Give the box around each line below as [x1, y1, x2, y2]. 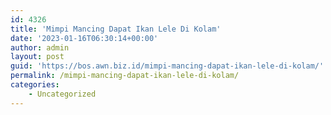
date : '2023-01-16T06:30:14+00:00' [10, 33, 159, 43]
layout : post [10, 52, 65, 62]
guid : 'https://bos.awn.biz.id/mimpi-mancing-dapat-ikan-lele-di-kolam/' [10, 61, 325, 71]
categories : [10, 80, 60, 90]
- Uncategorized [28, 89, 97, 99]
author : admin [10, 42, 70, 53]
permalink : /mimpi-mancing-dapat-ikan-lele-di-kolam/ [10, 71, 240, 81]
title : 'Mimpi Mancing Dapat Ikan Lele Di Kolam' [10, 24, 222, 34]
